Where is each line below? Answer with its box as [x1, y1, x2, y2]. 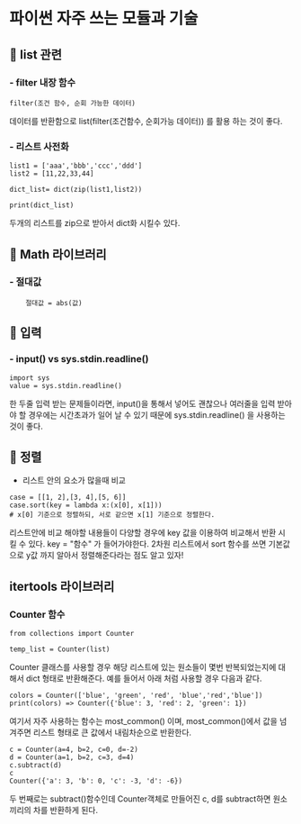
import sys [9, 373, 50, 383]
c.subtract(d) [9, 761, 63, 770]
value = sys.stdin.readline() [9, 381, 123, 390]
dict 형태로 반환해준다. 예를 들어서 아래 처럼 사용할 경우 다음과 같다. [25, 673, 262, 684]
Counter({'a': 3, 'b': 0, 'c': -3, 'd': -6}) [9, 776, 182, 786]
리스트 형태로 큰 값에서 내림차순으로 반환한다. [32, 727, 191, 738]
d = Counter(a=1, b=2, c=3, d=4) [9, 753, 135, 762]
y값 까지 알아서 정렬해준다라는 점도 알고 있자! [25, 550, 184, 561]
